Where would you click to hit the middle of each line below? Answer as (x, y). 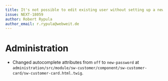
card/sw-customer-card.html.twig (47, 73)
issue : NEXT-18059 (24, 14)
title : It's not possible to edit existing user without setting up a (80, 10)
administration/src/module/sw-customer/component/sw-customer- (80, 68)
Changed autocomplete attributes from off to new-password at (75, 62)
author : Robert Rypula (29, 19)
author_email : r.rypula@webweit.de (42, 24)
